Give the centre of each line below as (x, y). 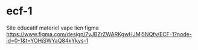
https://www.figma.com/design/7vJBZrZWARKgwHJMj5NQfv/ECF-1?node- (99, 34)
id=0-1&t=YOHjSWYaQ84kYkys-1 (47, 40)
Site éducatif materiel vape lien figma (53, 28)
